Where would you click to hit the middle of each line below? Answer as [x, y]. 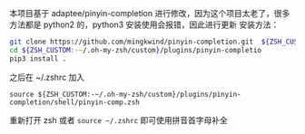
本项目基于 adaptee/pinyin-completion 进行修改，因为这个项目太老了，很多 [150, 13]
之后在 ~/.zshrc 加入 [47, 77]
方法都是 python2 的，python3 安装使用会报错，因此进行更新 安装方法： [144, 24]
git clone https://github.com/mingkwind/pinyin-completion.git [132, 42]
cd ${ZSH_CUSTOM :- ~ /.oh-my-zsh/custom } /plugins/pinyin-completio [135, 50]
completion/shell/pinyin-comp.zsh [75, 102]
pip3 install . [38, 58]
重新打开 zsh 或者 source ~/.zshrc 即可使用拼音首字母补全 [119, 120]
